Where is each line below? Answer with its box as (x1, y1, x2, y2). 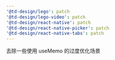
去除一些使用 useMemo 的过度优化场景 (6, 48, 101, 55)
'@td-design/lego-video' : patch (6, 14, 86, 20)
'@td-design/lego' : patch (6, 8, 70, 15)
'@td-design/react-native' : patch (6, 19, 91, 25)
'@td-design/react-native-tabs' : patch (6, 31, 104, 36)
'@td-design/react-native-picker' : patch (6, 25, 110, 31)
